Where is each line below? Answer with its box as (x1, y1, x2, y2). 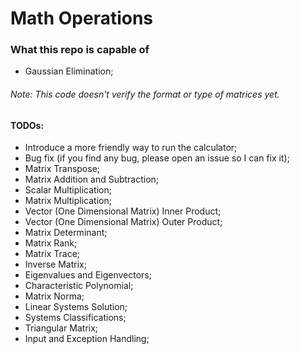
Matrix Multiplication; (24, 195, 112, 207)
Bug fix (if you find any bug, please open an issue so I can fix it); (24, 152, 290, 164)
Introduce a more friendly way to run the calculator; (24, 142, 238, 154)
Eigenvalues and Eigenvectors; (24, 269, 152, 281)
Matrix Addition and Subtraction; (24, 173, 160, 186)
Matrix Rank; (24, 237, 78, 249)
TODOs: (10, 119, 45, 131)
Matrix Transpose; (24, 163, 101, 175)
